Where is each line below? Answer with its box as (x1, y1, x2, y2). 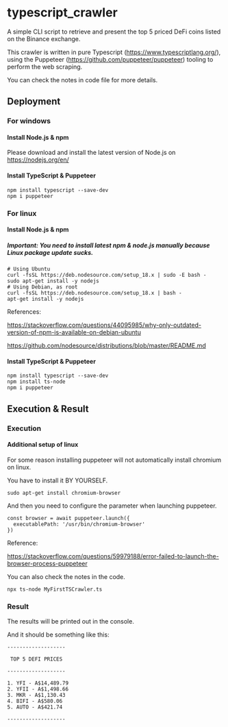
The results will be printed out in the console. (7, 617, 135, 626)
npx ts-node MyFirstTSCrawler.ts (7, 586, 103, 593)
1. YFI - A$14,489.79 (7, 680, 69, 687)
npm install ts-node (7, 378, 66, 385)
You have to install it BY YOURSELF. (7, 476, 108, 484)
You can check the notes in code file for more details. (7, 75, 158, 84)
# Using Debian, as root (7, 284, 78, 291)
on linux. (7, 463, 31, 471)
